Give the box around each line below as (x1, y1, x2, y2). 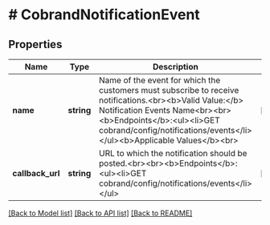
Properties (8, 38, 63, 51)
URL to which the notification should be (99, 148, 247, 159)
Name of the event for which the (99, 74, 221, 86)
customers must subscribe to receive (99, 85, 239, 95)
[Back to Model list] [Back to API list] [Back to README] (8, 208, 193, 218)
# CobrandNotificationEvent (8, 6, 201, 24)
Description (152, 62, 198, 72)
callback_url (12, 168, 60, 179)
